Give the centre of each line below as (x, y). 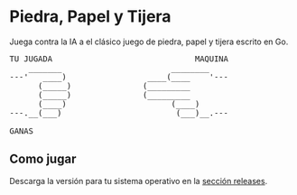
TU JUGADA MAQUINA (119, 59)
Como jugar (43, 159)
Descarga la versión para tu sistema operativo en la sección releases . (139, 181)
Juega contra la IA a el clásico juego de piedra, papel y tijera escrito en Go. (149, 42)
